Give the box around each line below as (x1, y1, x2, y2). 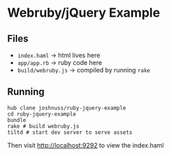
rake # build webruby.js (7, 123, 80, 130)
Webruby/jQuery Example (7, 5, 161, 21)
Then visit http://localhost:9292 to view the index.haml (7, 141, 164, 149)
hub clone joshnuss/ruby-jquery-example (7, 104, 127, 111)
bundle (7, 116, 27, 123)
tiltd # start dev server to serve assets (7, 129, 133, 136)
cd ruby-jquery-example (7, 110, 77, 118)
